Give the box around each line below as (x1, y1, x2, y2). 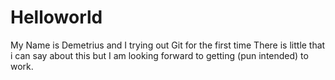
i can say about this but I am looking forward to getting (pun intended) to (10, 49, 309, 61)
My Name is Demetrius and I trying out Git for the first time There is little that (10, 39, 326, 51)
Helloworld (10, 6, 103, 29)
